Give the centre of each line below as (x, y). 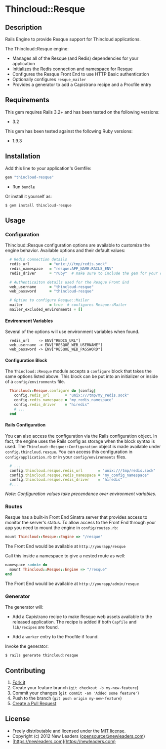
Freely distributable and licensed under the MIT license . (69, 731)
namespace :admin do (26, 565)
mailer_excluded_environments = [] (46, 310)
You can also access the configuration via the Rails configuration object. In (81, 436)
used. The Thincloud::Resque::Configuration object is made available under (83, 446)
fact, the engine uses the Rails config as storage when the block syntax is (80, 441)
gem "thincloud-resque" (30, 177)
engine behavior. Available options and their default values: (65, 250)
